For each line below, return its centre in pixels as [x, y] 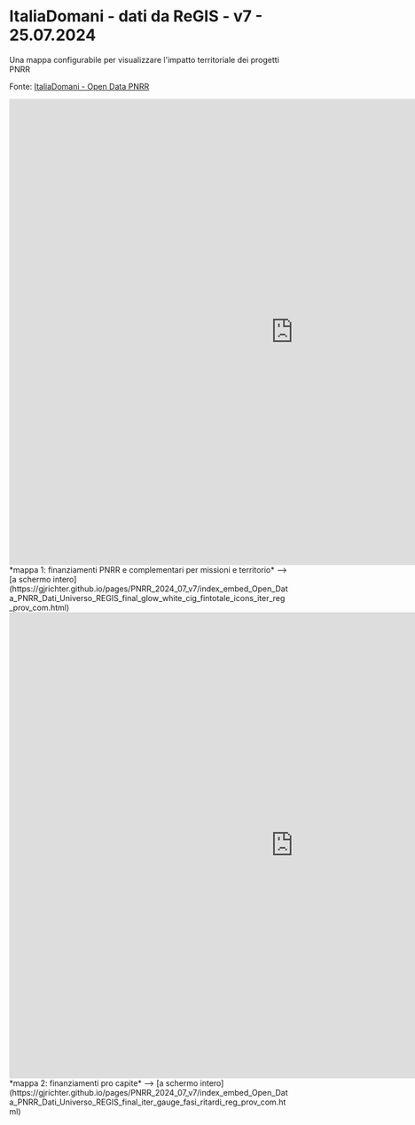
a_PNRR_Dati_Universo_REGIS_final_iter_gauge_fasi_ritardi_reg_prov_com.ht [148, 1102]
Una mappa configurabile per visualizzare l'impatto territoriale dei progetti [144, 59]
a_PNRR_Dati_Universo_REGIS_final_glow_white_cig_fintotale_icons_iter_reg [147, 598]
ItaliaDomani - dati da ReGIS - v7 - [136, 16]
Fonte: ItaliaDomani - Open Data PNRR [79, 86]
